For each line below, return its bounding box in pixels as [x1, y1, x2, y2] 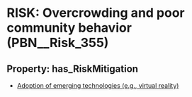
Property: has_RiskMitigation [6, 63, 139, 75]
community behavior [6, 20, 132, 36]
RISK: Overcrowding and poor [6, 5, 185, 21]
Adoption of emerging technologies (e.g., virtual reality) [16, 82, 179, 89]
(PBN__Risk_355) [6, 35, 109, 51]
